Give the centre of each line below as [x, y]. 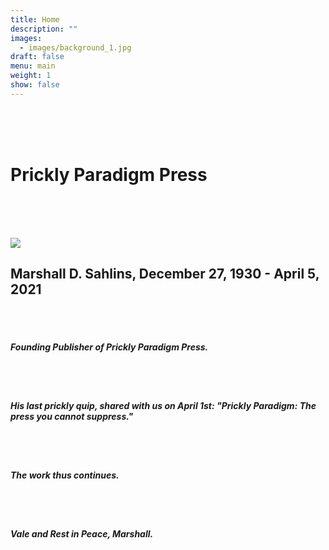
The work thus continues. [65, 475]
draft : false [37, 57]
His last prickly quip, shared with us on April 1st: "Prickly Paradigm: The [163, 406]
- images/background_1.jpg [75, 47]
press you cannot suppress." [72, 417]
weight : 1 [31, 76]
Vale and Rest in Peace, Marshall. [82, 534]
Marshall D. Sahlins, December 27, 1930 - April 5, [165, 274]
